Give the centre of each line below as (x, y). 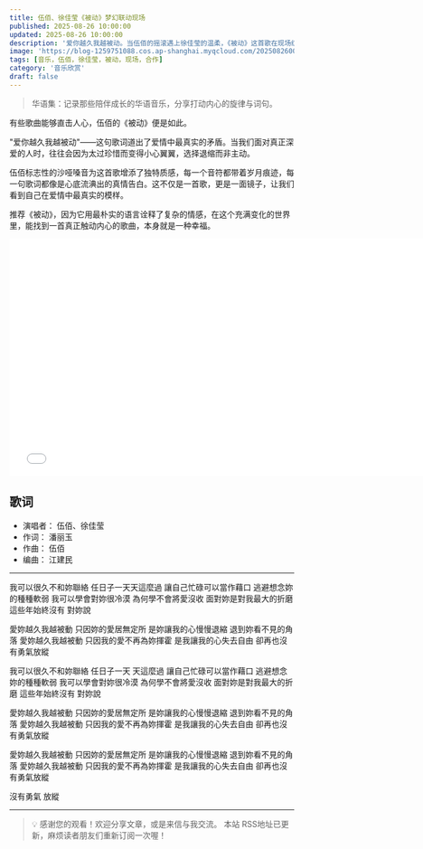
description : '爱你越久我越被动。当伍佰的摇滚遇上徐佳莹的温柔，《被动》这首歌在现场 (150, 43)
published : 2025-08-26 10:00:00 (70, 26)
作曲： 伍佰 (43, 548)
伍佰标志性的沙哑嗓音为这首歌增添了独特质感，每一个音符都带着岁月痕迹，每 (152, 172)
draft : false (34, 77)
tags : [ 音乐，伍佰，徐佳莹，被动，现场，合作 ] (86, 60)
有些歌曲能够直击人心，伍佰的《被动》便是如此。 (100, 122)
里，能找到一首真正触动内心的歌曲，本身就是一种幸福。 (112, 225)
